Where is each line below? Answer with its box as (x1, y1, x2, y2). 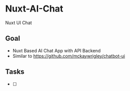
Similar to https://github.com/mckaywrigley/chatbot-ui (12, 53, 125, 59)
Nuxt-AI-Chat (5, 3, 63, 15)
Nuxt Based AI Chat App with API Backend (12, 47, 101, 53)
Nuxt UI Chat (5, 20, 32, 26)
